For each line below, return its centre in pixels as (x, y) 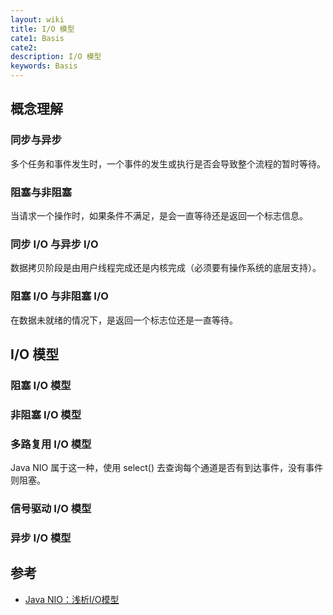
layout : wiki (37, 19)
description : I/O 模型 (56, 57)
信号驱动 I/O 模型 (51, 509)
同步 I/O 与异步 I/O (54, 244)
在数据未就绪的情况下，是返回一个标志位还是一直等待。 (124, 320)
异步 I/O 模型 (41, 538)
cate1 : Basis (37, 38)
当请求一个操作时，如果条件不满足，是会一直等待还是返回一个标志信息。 (159, 215)
